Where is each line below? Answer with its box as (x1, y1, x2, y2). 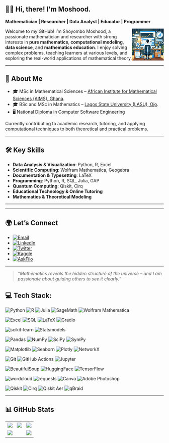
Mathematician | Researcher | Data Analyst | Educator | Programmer (5, 18, 151, 24)
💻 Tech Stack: (5, 291, 52, 300)
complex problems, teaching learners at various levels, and (5, 50, 128, 56)
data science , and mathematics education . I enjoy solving (5, 44, 127, 51)
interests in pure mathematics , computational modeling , (5, 39, 124, 45)
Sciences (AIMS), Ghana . (12, 95, 65, 102)
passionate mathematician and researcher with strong (5, 33, 117, 39)
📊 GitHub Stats (5, 405, 54, 414)
